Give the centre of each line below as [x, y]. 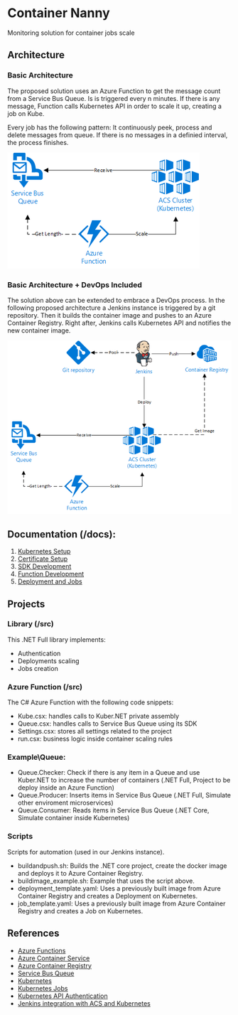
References [33, 934]
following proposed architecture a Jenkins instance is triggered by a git [112, 308]
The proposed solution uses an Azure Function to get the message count [114, 91]
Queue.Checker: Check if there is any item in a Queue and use [109, 773]
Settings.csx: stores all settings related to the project [94, 731]
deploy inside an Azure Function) [66, 788]
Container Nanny [59, 13]
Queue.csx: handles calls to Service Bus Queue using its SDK [107, 724]
